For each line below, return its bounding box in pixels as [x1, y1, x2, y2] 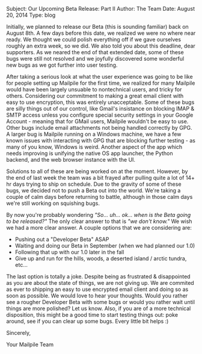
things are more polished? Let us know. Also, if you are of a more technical [6, 305, 191, 312]
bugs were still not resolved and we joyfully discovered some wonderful [6, 55, 185, 62]
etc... [14, 261, 28, 268]
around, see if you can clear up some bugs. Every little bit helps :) [6, 318, 169, 325]
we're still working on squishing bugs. [6, 200, 100, 207]
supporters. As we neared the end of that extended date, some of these [6, 49, 185, 56]
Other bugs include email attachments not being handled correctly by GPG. [6, 124, 192, 131]
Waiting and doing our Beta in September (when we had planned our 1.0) [14, 242, 195, 249]
